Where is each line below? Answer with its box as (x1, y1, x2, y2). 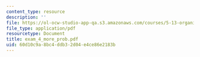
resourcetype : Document (6, 31, 65, 37)
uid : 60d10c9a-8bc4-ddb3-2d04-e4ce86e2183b (6, 42, 116, 48)
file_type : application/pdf (6, 25, 76, 31)
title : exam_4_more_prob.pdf (6, 36, 79, 42)
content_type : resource (6, 8, 65, 15)
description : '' (6, 14, 46, 20)
